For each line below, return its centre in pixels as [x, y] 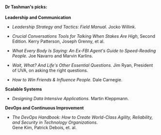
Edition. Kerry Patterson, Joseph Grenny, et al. [58, 42]
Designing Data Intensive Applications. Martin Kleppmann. [70, 99]
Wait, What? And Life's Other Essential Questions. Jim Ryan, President [82, 65]
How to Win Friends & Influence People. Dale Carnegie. [67, 80]
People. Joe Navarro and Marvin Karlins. [52, 56]
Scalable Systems [24, 89]
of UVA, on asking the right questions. [50, 71]
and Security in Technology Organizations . [55, 122]
